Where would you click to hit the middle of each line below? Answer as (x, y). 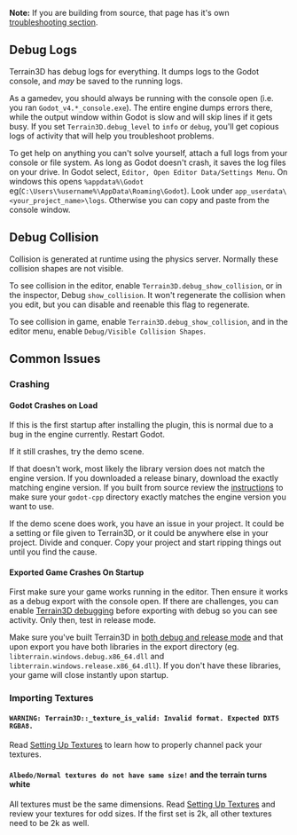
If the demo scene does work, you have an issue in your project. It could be (147, 524)
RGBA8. (21, 726)
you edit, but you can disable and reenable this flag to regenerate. (129, 304)
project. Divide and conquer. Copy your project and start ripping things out (145, 543)
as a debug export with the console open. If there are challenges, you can (144, 602)
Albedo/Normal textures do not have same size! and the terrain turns (138, 775)
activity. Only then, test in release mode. (83, 620)
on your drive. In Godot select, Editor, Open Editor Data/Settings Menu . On (148, 171)
